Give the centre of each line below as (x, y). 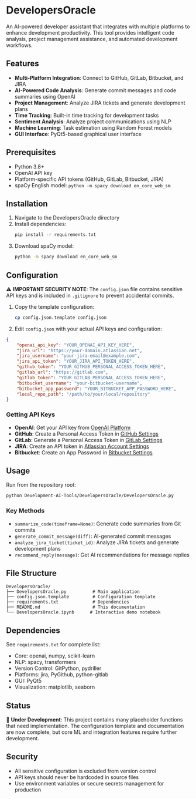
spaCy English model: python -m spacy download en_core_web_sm (92, 185)
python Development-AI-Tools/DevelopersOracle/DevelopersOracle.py (90, 496)
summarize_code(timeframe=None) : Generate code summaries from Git (98, 524)
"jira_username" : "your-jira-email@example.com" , (78, 356)
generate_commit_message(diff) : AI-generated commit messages (93, 536)
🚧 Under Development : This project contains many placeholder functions (94, 720)
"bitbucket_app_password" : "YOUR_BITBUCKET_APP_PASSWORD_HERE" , (97, 389)
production (28, 790)
